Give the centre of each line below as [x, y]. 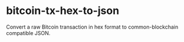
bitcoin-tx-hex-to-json [63, 11]
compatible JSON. [28, 33]
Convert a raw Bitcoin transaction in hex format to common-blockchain [92, 27]
